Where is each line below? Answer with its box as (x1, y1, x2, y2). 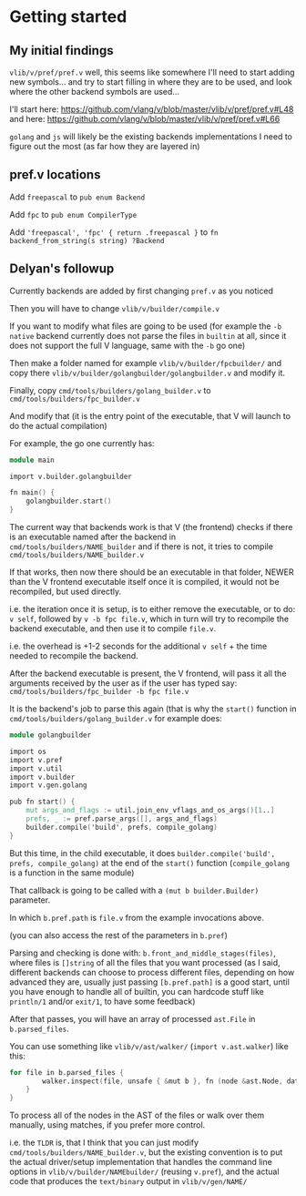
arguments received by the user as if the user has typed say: (9, 678, 238, 689)
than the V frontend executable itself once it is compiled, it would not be (9, 577, 280, 587)
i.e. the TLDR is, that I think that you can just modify (9, 1137, 199, 1149)
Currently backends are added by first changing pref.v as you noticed (9, 285, 273, 296)
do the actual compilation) (9, 420, 107, 431)
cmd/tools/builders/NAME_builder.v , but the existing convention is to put (9, 1147, 283, 1158)
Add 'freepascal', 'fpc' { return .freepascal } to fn (9, 226, 219, 238)
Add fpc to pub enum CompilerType (9, 209, 138, 220)
